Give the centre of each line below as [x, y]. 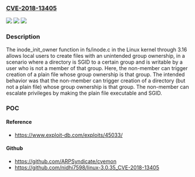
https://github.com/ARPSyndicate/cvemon [66, 161]
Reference [19, 122]
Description [23, 37]
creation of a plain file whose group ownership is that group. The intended [95, 74]
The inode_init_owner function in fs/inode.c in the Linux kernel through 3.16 [97, 49]
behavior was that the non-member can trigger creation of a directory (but [96, 81]
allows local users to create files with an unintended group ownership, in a [96, 55]
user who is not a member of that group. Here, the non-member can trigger [97, 68]
